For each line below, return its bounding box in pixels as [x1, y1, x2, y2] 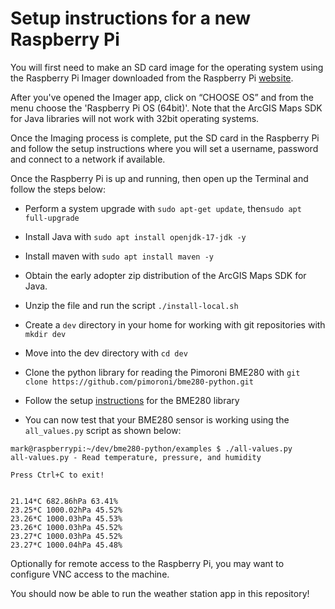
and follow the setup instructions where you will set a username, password [10, 142, 319, 154]
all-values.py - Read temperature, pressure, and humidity [10, 452, 262, 462]
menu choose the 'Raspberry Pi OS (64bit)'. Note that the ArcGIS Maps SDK [10, 102, 323, 114]
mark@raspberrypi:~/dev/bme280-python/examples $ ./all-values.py [10, 443, 293, 454]
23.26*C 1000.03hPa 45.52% [10, 522, 123, 532]
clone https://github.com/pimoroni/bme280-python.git [24, 377, 254, 387]
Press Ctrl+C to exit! [10, 470, 105, 480]
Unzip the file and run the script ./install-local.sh [24, 299, 239, 311]
